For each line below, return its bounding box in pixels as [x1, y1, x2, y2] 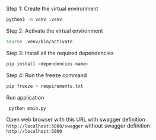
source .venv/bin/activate [6, 39, 73, 44]
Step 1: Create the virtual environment [6, 5, 98, 12]
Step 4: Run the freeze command [6, 71, 87, 79]
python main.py [8, 105, 46, 112]
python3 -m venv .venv [6, 17, 62, 23]
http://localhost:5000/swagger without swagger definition [6, 122, 150, 129]
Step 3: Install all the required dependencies [6, 49, 114, 56]
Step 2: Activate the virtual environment [6, 27, 103, 34]
